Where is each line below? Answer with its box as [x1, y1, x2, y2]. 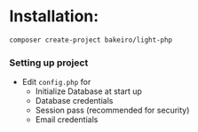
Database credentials [35, 96, 114, 106]
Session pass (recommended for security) [35, 105, 190, 116]
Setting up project [9, 56, 89, 68]
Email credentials [35, 114, 99, 125]
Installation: [9, 6, 99, 27]
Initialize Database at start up [35, 86, 142, 97]
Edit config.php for [21, 77, 91, 88]
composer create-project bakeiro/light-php [9, 35, 173, 44]
